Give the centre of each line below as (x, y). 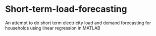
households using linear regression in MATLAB (53, 28)
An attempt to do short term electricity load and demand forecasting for (78, 23)
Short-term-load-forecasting (66, 9)
